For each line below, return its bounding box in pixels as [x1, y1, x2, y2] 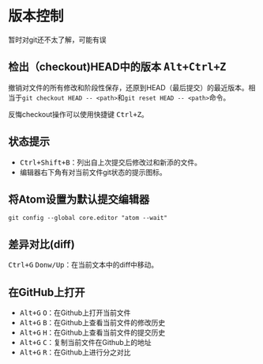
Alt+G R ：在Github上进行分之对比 [19, 347, 131, 357]
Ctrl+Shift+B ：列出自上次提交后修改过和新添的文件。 [19, 157, 201, 167]
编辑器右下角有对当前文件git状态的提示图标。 [19, 167, 167, 176]
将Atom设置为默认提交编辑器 [8, 192, 150, 206]
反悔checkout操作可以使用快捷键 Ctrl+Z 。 [8, 109, 148, 119]
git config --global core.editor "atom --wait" [8, 214, 168, 222]
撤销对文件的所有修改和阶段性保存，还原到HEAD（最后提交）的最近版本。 [8, 82, 249, 92]
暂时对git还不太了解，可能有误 [8, 35, 107, 44]
